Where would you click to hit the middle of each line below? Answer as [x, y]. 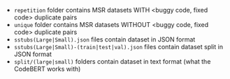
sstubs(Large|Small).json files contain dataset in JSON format [105, 39]
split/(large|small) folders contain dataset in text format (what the [112, 61]
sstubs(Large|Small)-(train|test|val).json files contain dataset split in [118, 47]
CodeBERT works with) [47, 69]
